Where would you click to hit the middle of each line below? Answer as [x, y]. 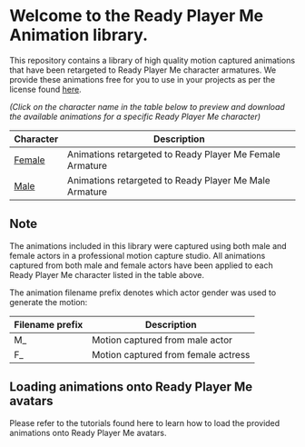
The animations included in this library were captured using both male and [148, 245]
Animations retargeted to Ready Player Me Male [168, 180]
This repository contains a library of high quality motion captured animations [152, 60]
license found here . [45, 89]
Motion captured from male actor [162, 340]
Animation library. [79, 35]
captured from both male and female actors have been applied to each [142, 265]
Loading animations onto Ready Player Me [131, 387]
